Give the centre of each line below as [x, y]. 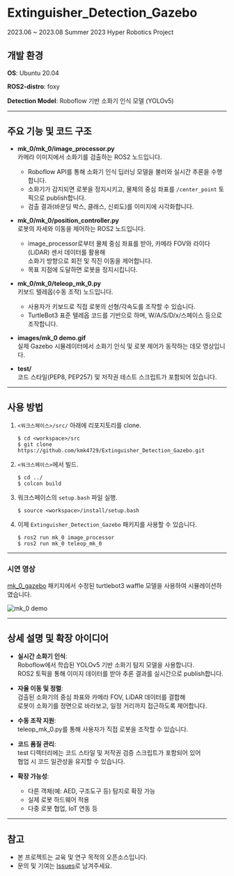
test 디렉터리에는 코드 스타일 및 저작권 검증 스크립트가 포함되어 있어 [109, 753]
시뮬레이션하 [205, 585]
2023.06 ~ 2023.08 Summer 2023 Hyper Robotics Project [91, 32]
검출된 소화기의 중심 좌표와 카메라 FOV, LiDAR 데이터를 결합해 [101, 697]
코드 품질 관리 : [37, 744]
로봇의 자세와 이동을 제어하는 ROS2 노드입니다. [81, 228]
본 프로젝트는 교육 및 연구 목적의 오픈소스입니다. [82, 857]
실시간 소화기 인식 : [42, 656]
